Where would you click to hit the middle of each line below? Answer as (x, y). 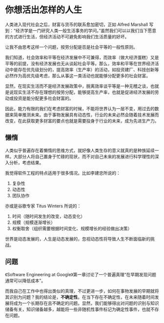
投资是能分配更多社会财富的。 (43, 98)
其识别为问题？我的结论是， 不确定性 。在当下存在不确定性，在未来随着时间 (80, 297)
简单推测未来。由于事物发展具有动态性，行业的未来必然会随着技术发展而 (86, 115)
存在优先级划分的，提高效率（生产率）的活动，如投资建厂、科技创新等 (88, 69)
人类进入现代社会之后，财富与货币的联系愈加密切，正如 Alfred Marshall (76, 24)
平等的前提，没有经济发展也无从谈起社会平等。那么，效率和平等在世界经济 (80, 63)
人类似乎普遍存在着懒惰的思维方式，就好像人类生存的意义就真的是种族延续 (80, 150)
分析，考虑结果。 (26, 162)
